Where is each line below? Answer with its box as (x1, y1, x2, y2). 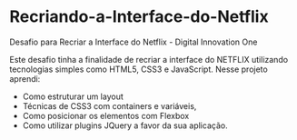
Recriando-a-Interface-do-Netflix (9, 6, 270, 27)
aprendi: (9, 73, 41, 84)
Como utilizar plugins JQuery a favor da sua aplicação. (22, 120, 229, 131)
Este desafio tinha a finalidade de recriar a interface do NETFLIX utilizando (9, 54, 289, 65)
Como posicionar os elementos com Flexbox (22, 110, 190, 121)
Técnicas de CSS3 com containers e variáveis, (22, 100, 197, 111)
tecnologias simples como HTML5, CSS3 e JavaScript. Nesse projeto (9, 64, 268, 75)
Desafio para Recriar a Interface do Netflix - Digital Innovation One (9, 36, 258, 47)
